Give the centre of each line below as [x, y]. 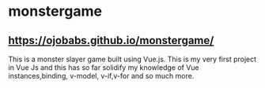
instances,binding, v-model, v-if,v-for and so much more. [101, 76]
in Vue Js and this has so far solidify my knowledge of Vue [104, 68]
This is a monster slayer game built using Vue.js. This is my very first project [132, 59]
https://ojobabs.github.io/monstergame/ [111, 40]
